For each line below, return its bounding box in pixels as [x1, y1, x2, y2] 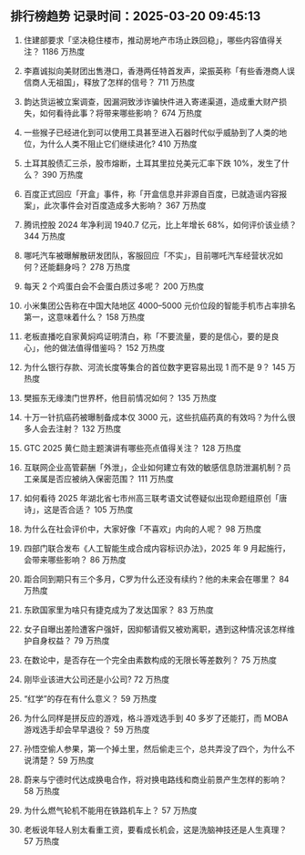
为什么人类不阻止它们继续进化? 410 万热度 [39, 138, 198, 149]
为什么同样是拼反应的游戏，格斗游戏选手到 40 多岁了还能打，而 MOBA [23, 712, 289, 723]
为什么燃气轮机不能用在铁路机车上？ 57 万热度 [23, 805, 198, 816]
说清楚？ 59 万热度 [23, 755, 95, 766]
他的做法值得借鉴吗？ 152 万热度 [43, 342, 166, 353]
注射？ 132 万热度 [55, 423, 122, 434]
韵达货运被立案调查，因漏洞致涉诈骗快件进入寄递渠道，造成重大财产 [23, 96, 280, 107]
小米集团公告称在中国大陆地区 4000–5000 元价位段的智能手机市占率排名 [23, 300, 297, 311]
